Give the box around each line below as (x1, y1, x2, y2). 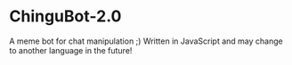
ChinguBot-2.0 (9, 6, 122, 27)
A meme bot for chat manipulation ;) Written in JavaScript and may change (9, 36, 283, 46)
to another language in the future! (9, 45, 133, 55)
